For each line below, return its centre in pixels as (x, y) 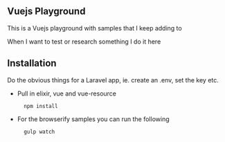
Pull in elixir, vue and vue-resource (66, 94)
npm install (41, 106)
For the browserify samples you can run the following (93, 119)
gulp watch (39, 132)
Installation (32, 63)
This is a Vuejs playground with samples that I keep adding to (94, 28)
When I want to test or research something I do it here (84, 42)
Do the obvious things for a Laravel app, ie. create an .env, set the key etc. (113, 80)
